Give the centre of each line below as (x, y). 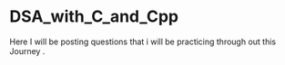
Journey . (27, 51)
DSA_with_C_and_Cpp (94, 17)
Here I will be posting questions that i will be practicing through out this (142, 42)
